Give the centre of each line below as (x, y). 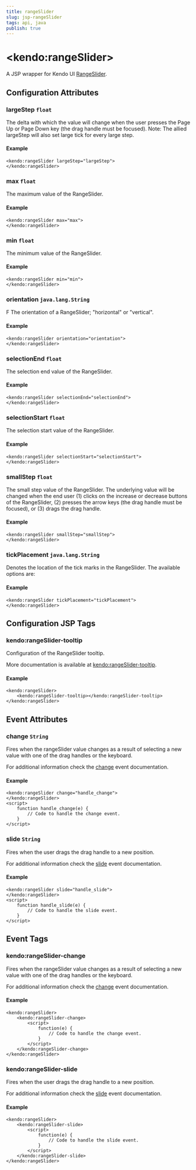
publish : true (24, 28)
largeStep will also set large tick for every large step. (70, 135)
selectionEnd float (34, 358)
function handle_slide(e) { (51, 905)
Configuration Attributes (52, 93)
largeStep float (29, 109)
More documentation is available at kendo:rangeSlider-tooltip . (81, 665)
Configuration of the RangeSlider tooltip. (55, 653)
